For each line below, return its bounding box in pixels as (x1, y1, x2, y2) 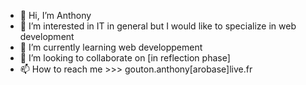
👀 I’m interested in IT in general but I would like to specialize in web (19, 20, 297, 32)
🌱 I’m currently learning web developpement (19, 41, 203, 53)
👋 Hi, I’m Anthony (19, 10, 92, 21)
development (19, 31, 75, 42)
